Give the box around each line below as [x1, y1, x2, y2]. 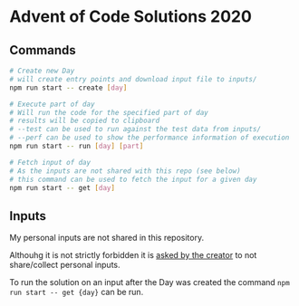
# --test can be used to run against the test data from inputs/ [9, 125, 261, 134]
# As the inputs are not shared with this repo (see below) [9, 166, 242, 176]
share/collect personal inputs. [9, 260, 121, 271]
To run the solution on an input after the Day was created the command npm [9, 277, 290, 288]
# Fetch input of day [9, 158, 92, 167]
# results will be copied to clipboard [9, 116, 160, 126]
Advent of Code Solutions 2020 [9, 6, 252, 27]
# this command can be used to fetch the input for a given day [9, 175, 257, 184]
